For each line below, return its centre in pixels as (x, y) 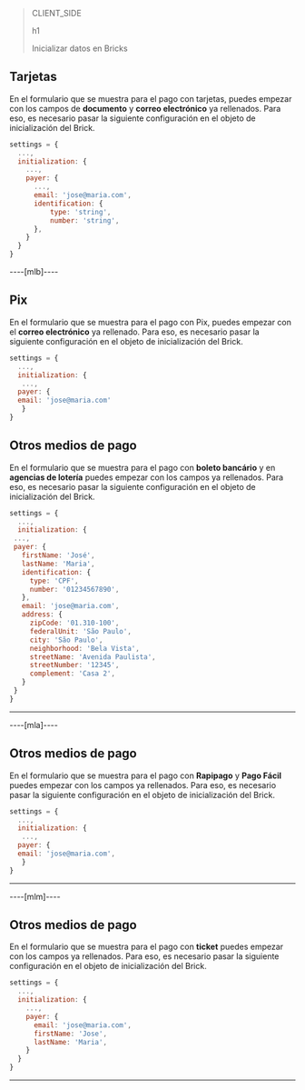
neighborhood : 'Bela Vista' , (85, 648)
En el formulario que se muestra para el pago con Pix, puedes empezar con (151, 322)
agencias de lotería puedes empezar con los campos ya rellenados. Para (147, 477)
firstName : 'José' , (58, 555)
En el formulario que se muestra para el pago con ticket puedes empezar (147, 947)
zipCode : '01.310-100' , (74, 623)
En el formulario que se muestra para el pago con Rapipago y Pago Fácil (145, 775)
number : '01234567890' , (74, 589)
